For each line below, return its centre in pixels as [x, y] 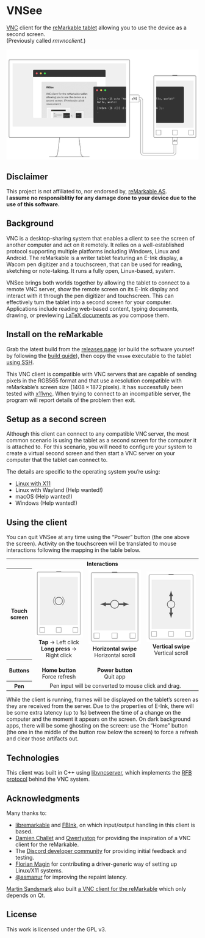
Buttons [19, 671]
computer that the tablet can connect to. [57, 460]
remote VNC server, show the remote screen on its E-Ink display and [92, 289]
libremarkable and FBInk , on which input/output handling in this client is [105, 825]
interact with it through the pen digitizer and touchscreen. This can [90, 296]
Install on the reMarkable [55, 334]
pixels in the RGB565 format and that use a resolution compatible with [94, 381]
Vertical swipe [171, 646]
